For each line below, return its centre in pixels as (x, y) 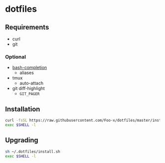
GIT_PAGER (30, 94)
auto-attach (31, 83)
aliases (27, 73)
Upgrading (22, 140)
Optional (15, 56)
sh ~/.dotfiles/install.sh (33, 151)
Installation (23, 109)
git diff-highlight (28, 88)
